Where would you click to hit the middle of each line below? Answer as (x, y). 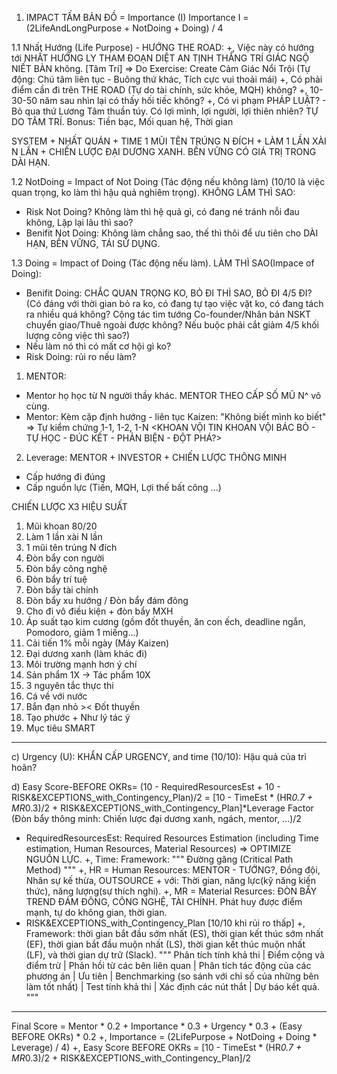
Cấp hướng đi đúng (65, 476)
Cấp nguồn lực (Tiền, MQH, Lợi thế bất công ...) (123, 487)
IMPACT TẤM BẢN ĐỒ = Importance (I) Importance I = (137, 17)
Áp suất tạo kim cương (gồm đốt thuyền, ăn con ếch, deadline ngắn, (165, 621)
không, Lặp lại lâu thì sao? (79, 222)
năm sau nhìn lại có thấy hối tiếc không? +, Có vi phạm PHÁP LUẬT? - (183, 100)
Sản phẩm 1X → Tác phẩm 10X (88, 675)
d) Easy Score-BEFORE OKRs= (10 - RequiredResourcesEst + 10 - (146, 786)
